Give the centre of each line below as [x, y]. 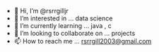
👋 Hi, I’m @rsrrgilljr [41, 11]
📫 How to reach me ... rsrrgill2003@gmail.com [83, 41]
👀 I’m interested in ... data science [63, 18]
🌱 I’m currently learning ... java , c [63, 26]
